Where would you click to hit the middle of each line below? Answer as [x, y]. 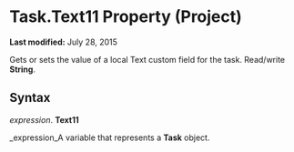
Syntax [30, 98]
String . [23, 69]
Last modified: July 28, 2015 [64, 42]
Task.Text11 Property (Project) [126, 17]
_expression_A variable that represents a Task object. [110, 137]
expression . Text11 [44, 119]
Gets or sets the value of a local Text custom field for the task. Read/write [147, 59]
